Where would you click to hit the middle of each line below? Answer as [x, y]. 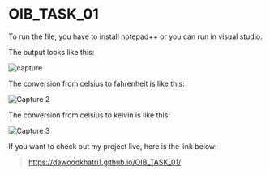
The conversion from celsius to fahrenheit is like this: [96, 83]
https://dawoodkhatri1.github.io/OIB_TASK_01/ [105, 162]
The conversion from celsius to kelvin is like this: [89, 115]
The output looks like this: [51, 52]
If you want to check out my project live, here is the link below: [113, 146]
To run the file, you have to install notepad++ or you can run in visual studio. [135, 36]
